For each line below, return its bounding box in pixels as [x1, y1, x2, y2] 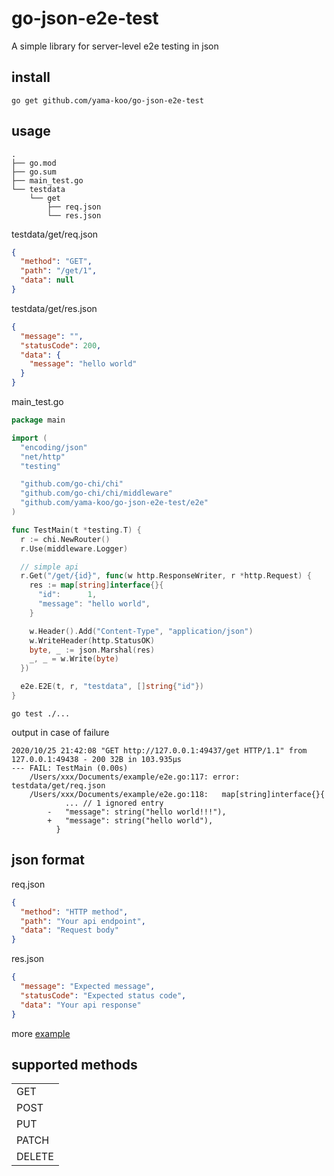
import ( [11, 433, 48, 443]
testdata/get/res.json [11, 302, 98, 314]
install [11, 69, 51, 86]
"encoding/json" [20, 442, 88, 452]
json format [11, 852, 85, 869]
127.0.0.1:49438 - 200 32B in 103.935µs [11, 754, 183, 764]
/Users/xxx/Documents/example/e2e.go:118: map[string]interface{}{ [29, 789, 326, 799]
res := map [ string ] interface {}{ [29, 580, 164, 591]
